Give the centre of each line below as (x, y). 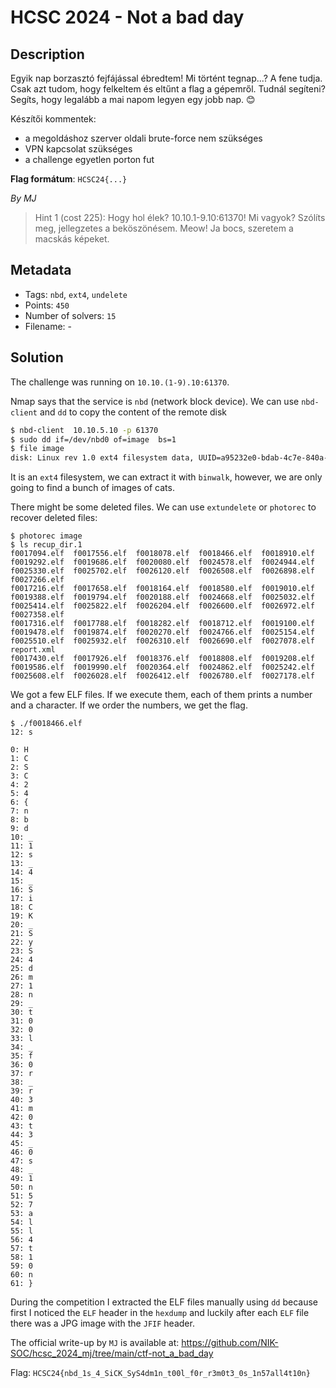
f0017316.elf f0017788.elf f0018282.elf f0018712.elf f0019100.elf (162, 624)
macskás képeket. (72, 239)
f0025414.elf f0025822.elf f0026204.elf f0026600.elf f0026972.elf (162, 606)
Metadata (41, 270)
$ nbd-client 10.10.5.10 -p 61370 (84, 430)
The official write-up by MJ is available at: (95, 1343)
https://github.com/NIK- (230, 1343)
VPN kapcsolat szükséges (78, 149)
